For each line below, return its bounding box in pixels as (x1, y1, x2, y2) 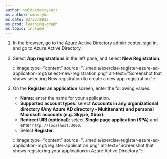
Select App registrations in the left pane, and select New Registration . (12, 55, 161, 61)
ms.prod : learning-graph (5, 21, 58, 27)
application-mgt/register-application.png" (12, 142, 100, 149)
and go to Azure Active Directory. (12, 45, 82, 51)
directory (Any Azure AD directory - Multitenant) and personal (20, 106, 154, 112)
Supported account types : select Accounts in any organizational (20, 100, 158, 107)
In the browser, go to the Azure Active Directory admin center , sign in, (12, 40, 158, 46)
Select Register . (20, 127, 54, 134)
